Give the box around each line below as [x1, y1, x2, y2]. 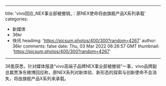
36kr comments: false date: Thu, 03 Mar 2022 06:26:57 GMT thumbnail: [12, 43, 160, 49]
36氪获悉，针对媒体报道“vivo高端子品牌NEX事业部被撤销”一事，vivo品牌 [5, 63, 153, 69]
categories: [5, 16, 28, 22]
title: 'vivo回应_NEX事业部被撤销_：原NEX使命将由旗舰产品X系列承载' [5, 10, 146, 16]
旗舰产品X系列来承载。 [22, 76, 69, 82]
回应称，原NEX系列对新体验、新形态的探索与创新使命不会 [35, 70, 153, 75]
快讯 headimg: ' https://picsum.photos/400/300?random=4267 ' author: [12, 38, 157, 43]
